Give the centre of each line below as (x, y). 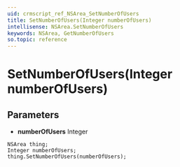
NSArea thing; (28, 145)
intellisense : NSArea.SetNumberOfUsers (65, 27)
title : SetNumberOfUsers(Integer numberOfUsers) (79, 20)
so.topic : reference (37, 40)
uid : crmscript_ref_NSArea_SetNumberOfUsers (73, 14)
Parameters (33, 115)
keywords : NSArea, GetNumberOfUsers (61, 33)
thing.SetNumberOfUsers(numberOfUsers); (67, 157)
